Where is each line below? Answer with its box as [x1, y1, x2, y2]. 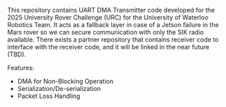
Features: [7, 64, 35, 72]
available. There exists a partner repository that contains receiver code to [7, 35, 219, 44]
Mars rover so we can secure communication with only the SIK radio [7, 28, 204, 36]
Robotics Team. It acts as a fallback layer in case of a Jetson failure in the [7, 21, 219, 28]
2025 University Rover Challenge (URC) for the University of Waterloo [7, 13, 209, 22]
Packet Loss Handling [17, 92, 80, 100]
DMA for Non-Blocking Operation [17, 77, 114, 85]
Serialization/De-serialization [17, 85, 101, 92]
